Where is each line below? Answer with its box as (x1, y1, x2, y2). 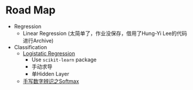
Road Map (5, 4, 56, 17)
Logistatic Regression (22, 50, 76, 57)
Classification (13, 43, 48, 50)
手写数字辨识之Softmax (22, 77, 80, 85)
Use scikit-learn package (31, 56, 97, 63)
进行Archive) (22, 37, 54, 44)
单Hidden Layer (31, 70, 70, 77)
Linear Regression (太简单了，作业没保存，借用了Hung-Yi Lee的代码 (22, 30, 187, 37)
